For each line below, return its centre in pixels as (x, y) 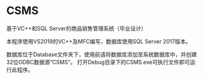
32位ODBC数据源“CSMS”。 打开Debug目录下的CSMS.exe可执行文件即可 (98, 62)
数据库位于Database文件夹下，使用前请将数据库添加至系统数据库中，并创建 (102, 54)
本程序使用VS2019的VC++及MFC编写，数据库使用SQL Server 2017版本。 (99, 41)
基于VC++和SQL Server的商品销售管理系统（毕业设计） (77, 28)
